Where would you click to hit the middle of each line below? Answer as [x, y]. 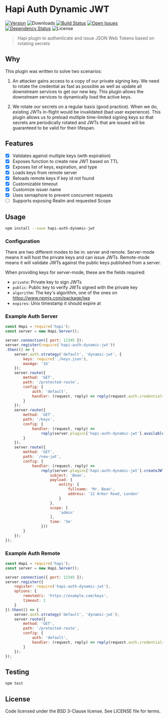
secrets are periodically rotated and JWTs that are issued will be [78, 122]
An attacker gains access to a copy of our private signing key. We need [86, 81]
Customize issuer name [37, 189]
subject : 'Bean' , [68, 475]
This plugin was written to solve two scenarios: [54, 71]
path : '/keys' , [39, 420]
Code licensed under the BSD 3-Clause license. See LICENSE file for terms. [83, 711]
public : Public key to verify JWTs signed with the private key [75, 287]
